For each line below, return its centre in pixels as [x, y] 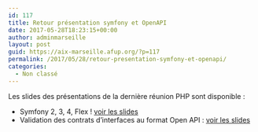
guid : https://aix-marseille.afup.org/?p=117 [84, 52]
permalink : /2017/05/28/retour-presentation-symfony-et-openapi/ [117, 60]
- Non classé [37, 74]
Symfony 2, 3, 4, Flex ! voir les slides [79, 112]
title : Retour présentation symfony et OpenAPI [88, 23]
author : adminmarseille [47, 37]
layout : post [29, 45]
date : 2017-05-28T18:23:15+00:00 [63, 30]
